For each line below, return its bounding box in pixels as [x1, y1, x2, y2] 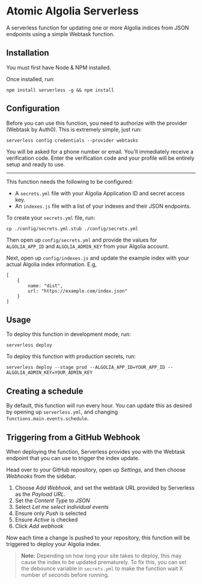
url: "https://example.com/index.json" [28, 288, 128, 294]
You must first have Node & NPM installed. [6, 64, 111, 71]
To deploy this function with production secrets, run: [6, 353, 136, 360]
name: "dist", [28, 282, 63, 289]
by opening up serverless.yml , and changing [6, 409, 118, 416]
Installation [6, 48, 49, 58]
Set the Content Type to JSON [14, 497, 90, 504]
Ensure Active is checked [14, 516, 78, 523]
